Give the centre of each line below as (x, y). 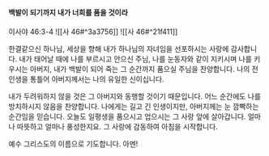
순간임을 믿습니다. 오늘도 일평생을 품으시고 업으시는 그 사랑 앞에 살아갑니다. (127, 116)
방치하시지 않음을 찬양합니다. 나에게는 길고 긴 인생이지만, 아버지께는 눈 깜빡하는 (134, 107)
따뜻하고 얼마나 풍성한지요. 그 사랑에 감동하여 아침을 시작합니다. (117, 127)
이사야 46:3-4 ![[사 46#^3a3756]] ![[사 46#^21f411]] (93, 32)
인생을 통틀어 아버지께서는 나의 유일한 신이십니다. (86, 79)
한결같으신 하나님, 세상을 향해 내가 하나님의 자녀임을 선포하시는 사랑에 (119, 49)
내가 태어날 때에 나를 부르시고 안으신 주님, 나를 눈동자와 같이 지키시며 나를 (136, 59)
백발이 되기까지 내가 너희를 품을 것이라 (68, 12)
